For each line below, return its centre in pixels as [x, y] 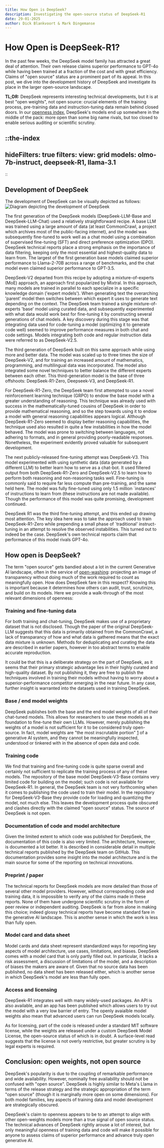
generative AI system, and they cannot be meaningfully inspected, [72, 738]
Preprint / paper [24, 875]
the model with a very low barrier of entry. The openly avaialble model [76, 1011]
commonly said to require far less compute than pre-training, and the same [81, 483]
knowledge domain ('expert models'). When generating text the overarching [82, 293]
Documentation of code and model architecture [63, 825]
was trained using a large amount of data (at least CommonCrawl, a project [81, 226]
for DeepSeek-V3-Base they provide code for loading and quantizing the [78, 798]
